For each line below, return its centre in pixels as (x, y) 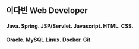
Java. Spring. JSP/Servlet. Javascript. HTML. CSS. (70, 26)
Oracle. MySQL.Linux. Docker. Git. (49, 40)
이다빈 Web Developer (47, 11)
